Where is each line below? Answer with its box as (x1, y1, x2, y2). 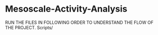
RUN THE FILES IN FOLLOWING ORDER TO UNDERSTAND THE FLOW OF (5, 19, 154, 25)
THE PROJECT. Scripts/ (5, 24, 53, 30)
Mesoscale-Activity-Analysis (5, 3, 127, 15)
